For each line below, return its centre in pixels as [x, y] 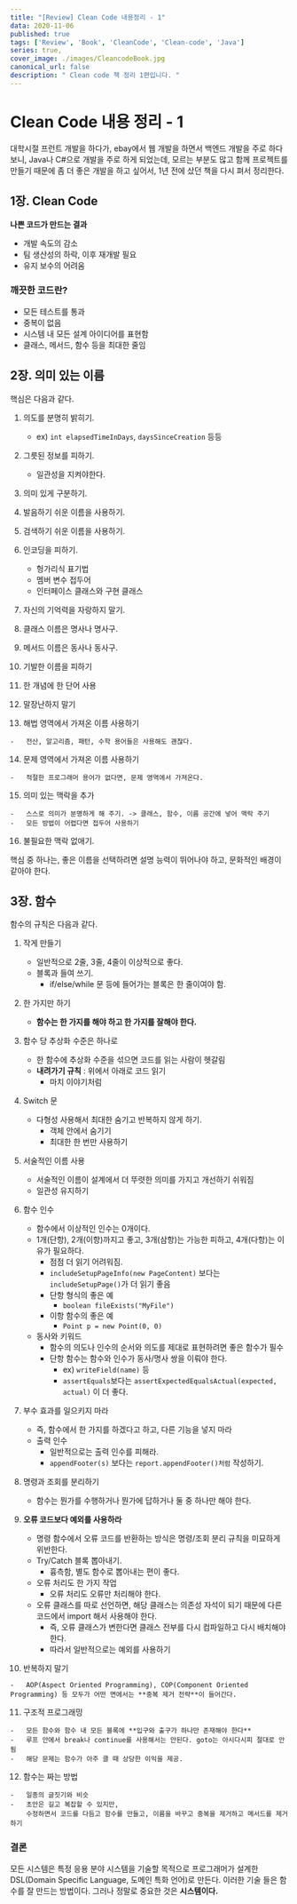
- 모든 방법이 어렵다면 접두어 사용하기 [75, 823]
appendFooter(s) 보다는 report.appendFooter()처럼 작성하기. [156, 1463]
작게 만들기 [42, 944]
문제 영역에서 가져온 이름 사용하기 [81, 759]
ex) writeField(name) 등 [106, 1370]
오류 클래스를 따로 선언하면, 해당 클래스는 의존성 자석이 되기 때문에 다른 [159, 1605]
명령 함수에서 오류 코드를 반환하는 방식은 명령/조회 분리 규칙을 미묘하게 [158, 1539]
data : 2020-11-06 [42, 26]
